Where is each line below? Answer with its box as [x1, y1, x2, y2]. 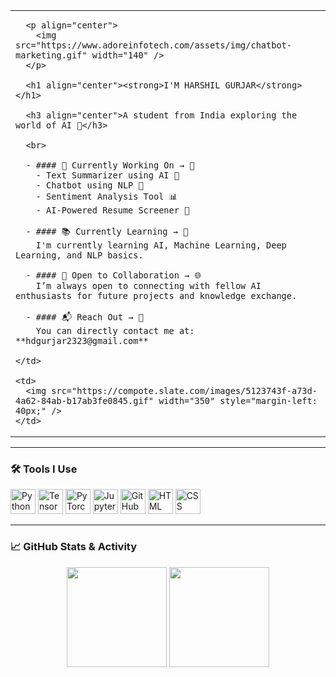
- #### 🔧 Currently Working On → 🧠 [25, 160, 195, 171]
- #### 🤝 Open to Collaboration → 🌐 [25, 270, 202, 281]
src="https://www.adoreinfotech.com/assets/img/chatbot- [15, 40, 292, 51]
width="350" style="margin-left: [158, 395, 318, 406]
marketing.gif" [15, 50, 88, 61]
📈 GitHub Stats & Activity [10, 540, 138, 554]
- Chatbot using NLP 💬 [35, 180, 144, 191]
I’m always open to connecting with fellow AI [35, 280, 262, 291]
